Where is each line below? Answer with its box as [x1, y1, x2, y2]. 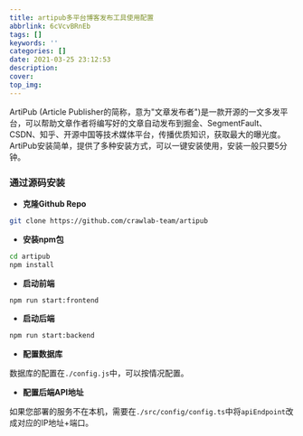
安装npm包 [22, 234, 65, 245]
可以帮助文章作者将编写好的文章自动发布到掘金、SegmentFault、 [24, 117, 268, 128]
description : [9, 64, 59, 73]
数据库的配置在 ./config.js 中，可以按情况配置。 [9, 367, 189, 379]
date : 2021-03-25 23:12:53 [9, 55, 111, 64]
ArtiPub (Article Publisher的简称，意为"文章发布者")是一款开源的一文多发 [9, 106, 280, 117]
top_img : [9, 80, 43, 89]
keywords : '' [9, 38, 59, 48]
